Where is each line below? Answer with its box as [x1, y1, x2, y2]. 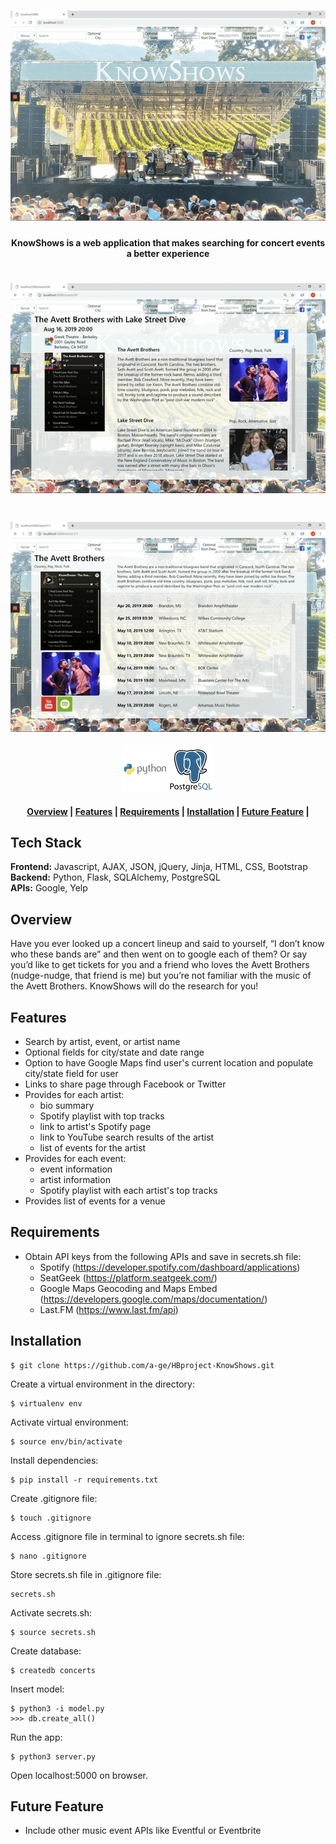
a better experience [126, 247, 210, 259]
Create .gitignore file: [10, 1492, 98, 1504]
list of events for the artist [39, 1141, 147, 1154]
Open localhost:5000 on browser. [10, 1769, 149, 1781]
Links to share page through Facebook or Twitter [24, 1078, 227, 1090]
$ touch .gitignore [10, 1513, 92, 1523]
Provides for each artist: [24, 1088, 125, 1100]
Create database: [10, 1645, 82, 1657]
